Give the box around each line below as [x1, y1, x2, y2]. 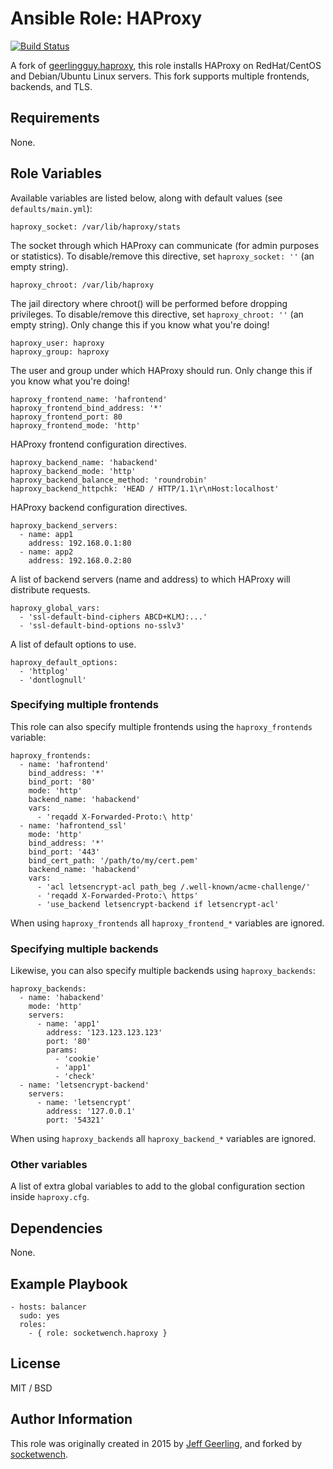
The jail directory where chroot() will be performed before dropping [10, 297, 288, 309]
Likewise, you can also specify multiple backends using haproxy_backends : [10, 965, 316, 977]
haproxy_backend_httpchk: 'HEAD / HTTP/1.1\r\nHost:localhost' [10, 483, 280, 494]
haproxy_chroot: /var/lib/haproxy [10, 280, 155, 290]
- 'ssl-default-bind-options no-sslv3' [19, 620, 186, 631]
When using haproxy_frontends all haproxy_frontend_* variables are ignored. [10, 917, 325, 929]
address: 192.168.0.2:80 [28, 555, 132, 566]
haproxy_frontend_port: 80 [10, 412, 123, 422]
